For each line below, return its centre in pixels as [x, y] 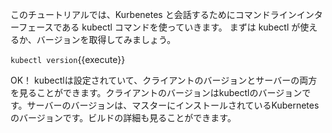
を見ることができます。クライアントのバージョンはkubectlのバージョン [156, 92]
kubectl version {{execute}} [68, 59]
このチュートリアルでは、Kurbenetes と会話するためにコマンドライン [153, 14]
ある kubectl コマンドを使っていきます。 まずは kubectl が [181, 27]
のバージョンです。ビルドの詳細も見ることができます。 [123, 117]
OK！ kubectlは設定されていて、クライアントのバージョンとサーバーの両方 [164, 80]
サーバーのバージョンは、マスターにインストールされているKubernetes [173, 105]
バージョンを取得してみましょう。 [106, 39]
